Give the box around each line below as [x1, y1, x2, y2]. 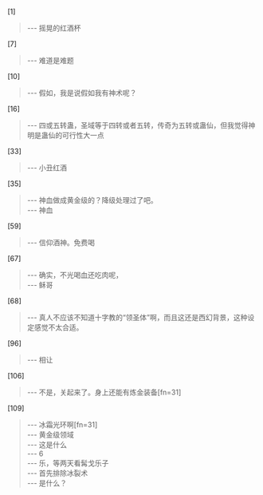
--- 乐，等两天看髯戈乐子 [26, 458, 109, 468]
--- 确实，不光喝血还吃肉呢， [26, 271, 124, 279]
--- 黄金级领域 [26, 430, 75, 439]
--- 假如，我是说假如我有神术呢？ [26, 88, 137, 97]
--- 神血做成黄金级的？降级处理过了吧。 [26, 196, 159, 204]
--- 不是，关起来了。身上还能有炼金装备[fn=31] [26, 387, 182, 397]
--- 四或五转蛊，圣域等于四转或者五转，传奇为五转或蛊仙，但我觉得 [26, 121, 249, 130]
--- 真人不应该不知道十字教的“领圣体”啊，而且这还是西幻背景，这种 [26, 313, 248, 322]
